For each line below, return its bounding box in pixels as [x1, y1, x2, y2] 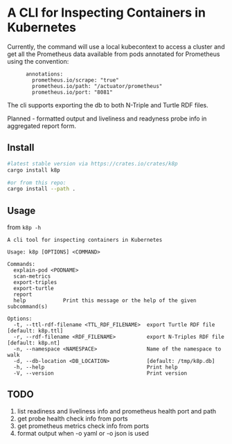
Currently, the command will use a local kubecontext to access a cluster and [7, 42, 225, 51]
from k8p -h [7, 223, 42, 231]
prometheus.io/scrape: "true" [32, 76, 119, 84]
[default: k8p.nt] [7, 339, 60, 347]
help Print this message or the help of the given [13, 297, 197, 304]
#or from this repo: [7, 179, 67, 186]
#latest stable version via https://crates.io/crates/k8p [7, 160, 178, 167]
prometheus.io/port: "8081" [32, 89, 113, 96]
